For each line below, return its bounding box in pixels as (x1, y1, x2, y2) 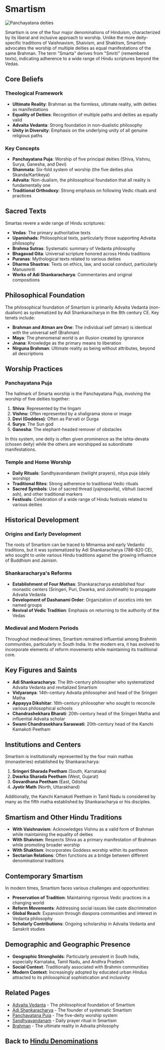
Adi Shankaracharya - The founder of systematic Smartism (12, 1007, 132, 1013)
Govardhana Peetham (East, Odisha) (12, 779, 88, 785)
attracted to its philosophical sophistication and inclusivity (12, 974, 131, 980)
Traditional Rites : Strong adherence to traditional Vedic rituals (12, 480, 139, 486)
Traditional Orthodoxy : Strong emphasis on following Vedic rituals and (12, 187, 157, 193)
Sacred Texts (5, 207, 47, 216)
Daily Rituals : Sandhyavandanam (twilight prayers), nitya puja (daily (12, 470, 150, 476)
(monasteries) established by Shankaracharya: (5, 759, 100, 765)
